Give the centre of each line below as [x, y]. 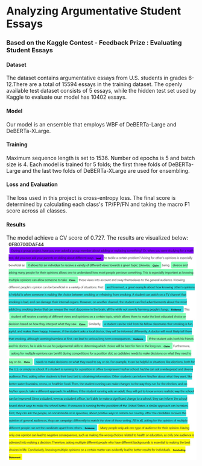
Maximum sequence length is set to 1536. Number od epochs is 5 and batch [101, 158]
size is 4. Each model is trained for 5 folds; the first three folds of [87, 164]
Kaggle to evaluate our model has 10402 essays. [67, 97]
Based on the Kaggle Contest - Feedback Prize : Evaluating [94, 43]
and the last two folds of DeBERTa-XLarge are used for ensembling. [106, 170]
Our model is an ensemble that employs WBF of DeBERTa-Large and [91, 124]
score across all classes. [37, 210]
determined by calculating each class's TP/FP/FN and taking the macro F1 [98, 204]
